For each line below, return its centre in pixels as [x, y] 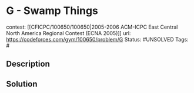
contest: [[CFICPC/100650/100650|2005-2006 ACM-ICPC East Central [92, 27]
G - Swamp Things [52, 11]
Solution [22, 84]
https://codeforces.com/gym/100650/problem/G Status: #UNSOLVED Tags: [98, 39]
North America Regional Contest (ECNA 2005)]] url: [68, 33]
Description [28, 64]
